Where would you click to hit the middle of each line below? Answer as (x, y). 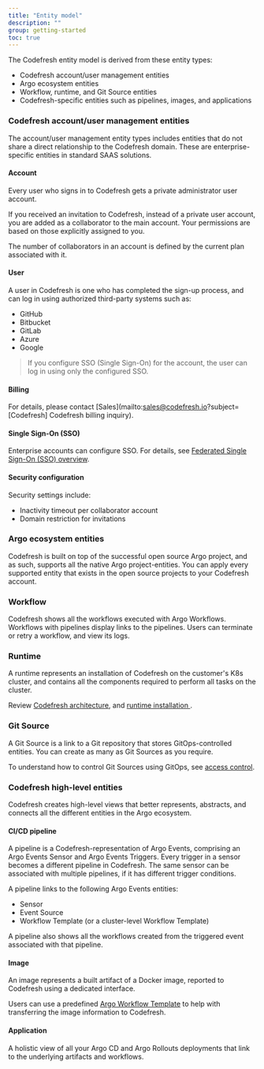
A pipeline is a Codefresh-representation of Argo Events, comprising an (124, 849)
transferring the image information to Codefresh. (87, 1012)
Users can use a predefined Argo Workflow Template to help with (114, 1004)
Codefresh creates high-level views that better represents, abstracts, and (127, 805)
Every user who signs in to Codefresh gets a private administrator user (123, 190)
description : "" (35, 23)
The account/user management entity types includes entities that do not (125, 138)
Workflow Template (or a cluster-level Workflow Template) (114, 921)
